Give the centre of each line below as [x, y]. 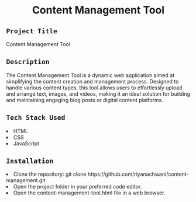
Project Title [32, 31]
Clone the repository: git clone [50, 174]
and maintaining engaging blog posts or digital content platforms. [85, 100]
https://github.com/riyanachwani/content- [138, 174]
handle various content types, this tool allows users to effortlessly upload [94, 88]
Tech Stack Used [36, 118]
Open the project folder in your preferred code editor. [78, 187]
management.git [26, 180]
